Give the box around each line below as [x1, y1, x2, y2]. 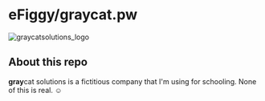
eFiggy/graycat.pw [8, 6, 138, 24]
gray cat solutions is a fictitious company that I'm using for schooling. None [8, 76, 257, 86]
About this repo [8, 55, 88, 69]
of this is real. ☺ [8, 85, 63, 95]
